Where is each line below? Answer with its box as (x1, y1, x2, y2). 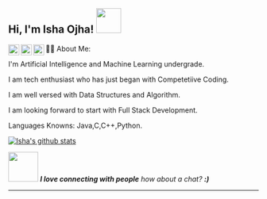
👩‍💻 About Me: (45, 44, 91, 53)
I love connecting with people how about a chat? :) (39, 174, 210, 183)
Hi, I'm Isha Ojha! (8, 23, 94, 36)
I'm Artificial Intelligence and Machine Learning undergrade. (8, 59, 205, 68)
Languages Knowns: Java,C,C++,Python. (8, 121, 143, 130)
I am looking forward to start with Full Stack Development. (8, 105, 198, 115)
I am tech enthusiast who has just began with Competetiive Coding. (8, 75, 229, 84)
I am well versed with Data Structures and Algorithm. (8, 90, 181, 99)
